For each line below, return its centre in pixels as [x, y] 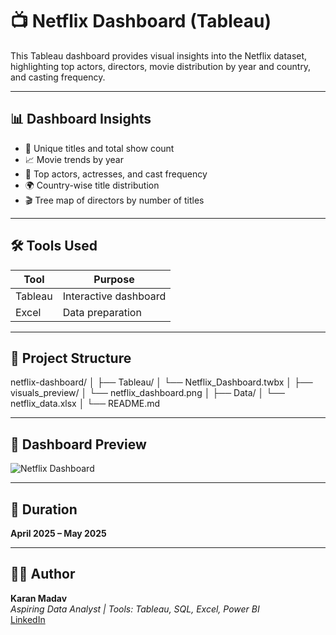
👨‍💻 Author [43, 574]
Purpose [114, 279]
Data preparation [102, 312]
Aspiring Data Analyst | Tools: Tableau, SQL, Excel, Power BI [135, 609]
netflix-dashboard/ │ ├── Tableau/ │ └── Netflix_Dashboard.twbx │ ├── [161, 382]
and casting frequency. [58, 77]
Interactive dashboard [114, 296]
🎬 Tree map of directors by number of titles [114, 200]
